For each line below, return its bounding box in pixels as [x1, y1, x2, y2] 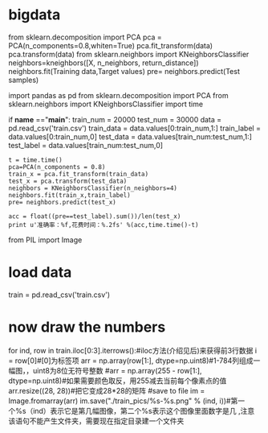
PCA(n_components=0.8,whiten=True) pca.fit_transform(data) [8, 40, 213, 50]
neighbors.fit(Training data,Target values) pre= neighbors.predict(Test [8, 66, 241, 76]
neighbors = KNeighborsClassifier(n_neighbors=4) [8, 184, 178, 192]
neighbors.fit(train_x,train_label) [8, 191, 131, 199]
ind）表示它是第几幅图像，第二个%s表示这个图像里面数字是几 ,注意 [33, 406, 255, 415]
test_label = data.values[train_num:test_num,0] [8, 140, 163, 150]
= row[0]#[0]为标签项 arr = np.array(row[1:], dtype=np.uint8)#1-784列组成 [8, 356, 254, 365]
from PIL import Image [8, 235, 83, 245]
